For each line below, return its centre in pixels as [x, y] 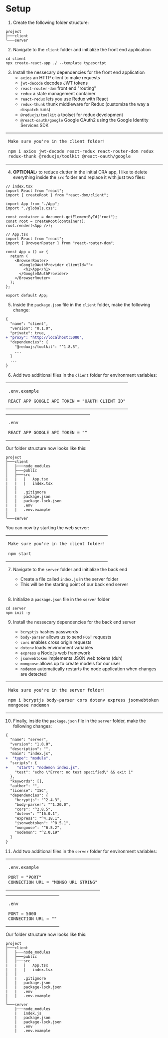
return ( [19, 256]
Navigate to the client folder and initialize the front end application [82, 49]
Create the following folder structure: [51, 22]
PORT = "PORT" [25, 877]
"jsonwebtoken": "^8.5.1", [43, 823]
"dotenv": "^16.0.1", [37, 814]
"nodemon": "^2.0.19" [37, 832]
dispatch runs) [35, 109]
